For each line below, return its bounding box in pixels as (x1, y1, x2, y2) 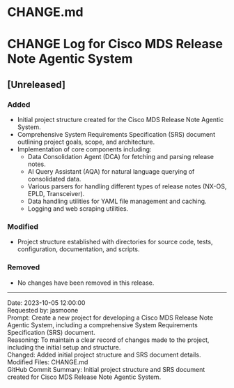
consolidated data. (27, 175, 81, 184)
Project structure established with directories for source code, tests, (17, 238, 213, 246)
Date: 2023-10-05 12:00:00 (7, 298, 86, 307)
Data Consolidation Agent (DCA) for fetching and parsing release (27, 153, 214, 161)
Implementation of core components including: (17, 145, 152, 154)
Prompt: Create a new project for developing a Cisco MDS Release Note (7, 313, 214, 322)
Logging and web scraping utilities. (27, 204, 129, 213)
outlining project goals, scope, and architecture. (17, 137, 155, 147)
